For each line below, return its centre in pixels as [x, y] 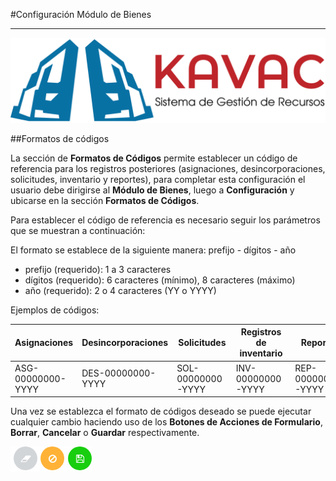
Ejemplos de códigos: [55, 310]
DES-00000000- [119, 373]
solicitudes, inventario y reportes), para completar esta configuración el [158, 179]
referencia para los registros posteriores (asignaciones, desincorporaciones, [168, 168]
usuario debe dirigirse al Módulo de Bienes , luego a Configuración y [152, 190]
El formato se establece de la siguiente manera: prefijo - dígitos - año [153, 250]
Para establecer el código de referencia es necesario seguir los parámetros [165, 220]
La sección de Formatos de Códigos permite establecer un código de [154, 158]
